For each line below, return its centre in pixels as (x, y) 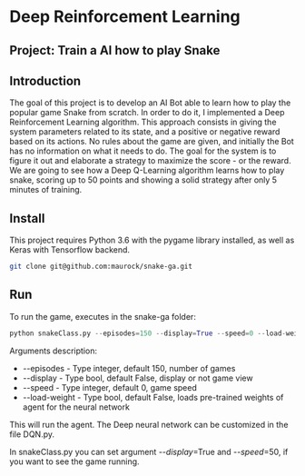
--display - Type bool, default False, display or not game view (138, 378)
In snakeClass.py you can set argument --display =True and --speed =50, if (149, 451)
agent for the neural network (76, 407)
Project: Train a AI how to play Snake (115, 50)
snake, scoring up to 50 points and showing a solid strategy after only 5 (143, 180)
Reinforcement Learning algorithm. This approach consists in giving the (143, 122)
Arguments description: (54, 351)
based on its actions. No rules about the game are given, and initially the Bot (152, 142)
